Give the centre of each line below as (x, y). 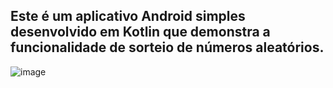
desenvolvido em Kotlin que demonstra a (140, 32)
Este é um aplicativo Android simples (128, 16)
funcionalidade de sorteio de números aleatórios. (167, 47)
